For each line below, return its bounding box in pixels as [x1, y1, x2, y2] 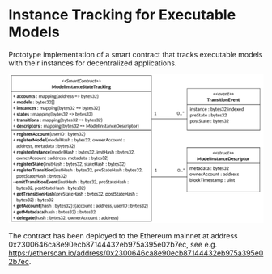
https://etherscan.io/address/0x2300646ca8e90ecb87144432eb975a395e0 [8, 248, 264, 258]
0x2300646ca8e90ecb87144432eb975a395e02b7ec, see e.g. [8, 239, 218, 249]
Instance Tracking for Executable [8, 6, 236, 24]
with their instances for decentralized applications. [8, 58, 177, 68]
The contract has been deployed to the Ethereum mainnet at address [8, 230, 238, 240]
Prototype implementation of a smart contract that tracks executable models [8, 49, 263, 59]
